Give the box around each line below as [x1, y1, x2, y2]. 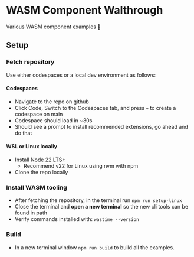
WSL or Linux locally [6, 143, 58, 150]
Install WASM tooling [6, 183, 68, 191]
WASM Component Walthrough [6, 4, 163, 17]
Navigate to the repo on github [14, 98, 90, 105]
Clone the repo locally [14, 169, 68, 176]
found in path [14, 209, 48, 216]
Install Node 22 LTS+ [14, 156, 66, 163]
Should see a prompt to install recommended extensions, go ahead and [14, 123, 189, 130]
